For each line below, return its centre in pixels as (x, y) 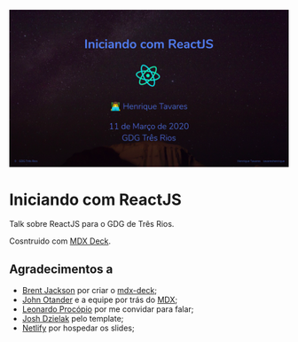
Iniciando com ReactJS (95, 199)
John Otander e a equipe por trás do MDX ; (100, 300)
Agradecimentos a (61, 269)
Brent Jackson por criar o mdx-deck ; (90, 291)
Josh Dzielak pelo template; (73, 319)
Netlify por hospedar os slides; (78, 328)
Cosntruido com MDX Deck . (60, 241)
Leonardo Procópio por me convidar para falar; (108, 309)
